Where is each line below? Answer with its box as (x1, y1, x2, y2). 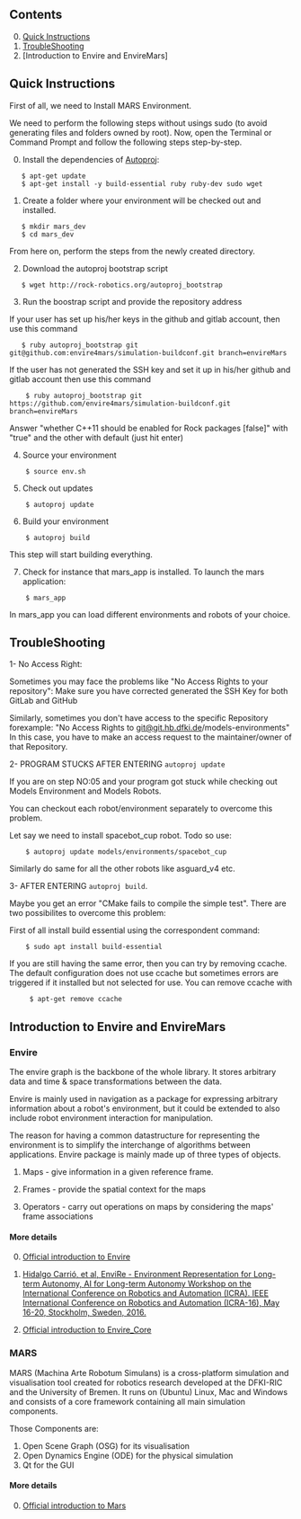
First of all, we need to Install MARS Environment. (9, 100, 191, 111)
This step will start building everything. (9, 548, 153, 560)
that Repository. (9, 742, 68, 752)
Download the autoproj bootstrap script (22, 262, 169, 273)
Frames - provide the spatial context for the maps (22, 1184, 207, 1195)
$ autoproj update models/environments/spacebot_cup (25, 848, 227, 857)
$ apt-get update (21, 171, 87, 181)
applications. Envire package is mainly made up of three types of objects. (9, 1150, 281, 1160)
